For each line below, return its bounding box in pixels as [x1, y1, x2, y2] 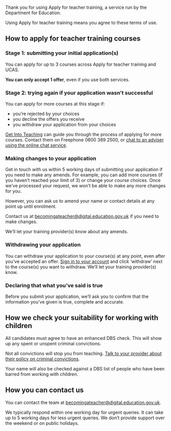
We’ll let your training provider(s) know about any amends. [5, 229, 129, 235]
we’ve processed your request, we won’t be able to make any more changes [5, 183, 166, 189]
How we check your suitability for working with [5, 313, 159, 322]
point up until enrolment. [5, 203, 57, 209]
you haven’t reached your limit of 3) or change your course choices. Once [5, 177, 161, 183]
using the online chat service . [5, 142, 67, 148]
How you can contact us [5, 386, 84, 394]
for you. [5, 188, 22, 194]
